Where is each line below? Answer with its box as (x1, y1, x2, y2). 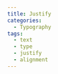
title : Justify (7, 10, 52, 18)
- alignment (13, 56, 49, 63)
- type (13, 43, 33, 50)
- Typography (13, 23, 52, 30)
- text (13, 37, 33, 44)
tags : (7, 30, 23, 37)
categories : (7, 17, 42, 24)
